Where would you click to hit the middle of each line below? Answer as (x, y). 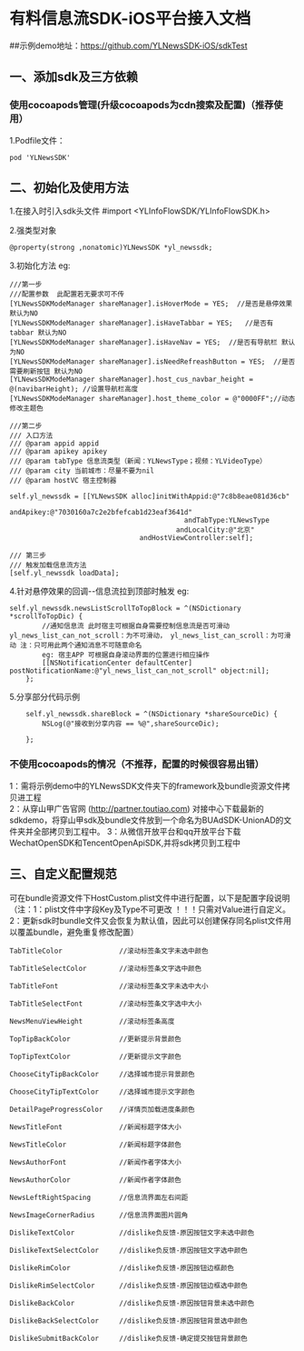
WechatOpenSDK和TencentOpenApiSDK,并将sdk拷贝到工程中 (125, 843)
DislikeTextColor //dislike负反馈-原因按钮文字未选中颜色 (132, 1233)
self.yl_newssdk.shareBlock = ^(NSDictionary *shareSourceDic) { (152, 715)
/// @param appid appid (54, 444)
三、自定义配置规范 (63, 874)
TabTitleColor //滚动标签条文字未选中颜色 (109, 951)
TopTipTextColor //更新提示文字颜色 (95, 1056)
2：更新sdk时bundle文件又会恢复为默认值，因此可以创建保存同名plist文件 (147, 920)
